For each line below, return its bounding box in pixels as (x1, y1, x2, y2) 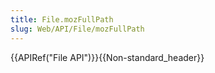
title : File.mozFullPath (10, 14, 114, 25)
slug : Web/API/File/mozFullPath (10, 24, 145, 34)
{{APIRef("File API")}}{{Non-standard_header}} (10, 51, 205, 63)
